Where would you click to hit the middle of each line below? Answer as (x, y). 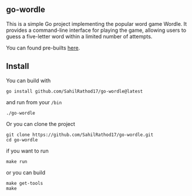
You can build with (28, 80)
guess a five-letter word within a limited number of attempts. (79, 36)
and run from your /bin (34, 102)
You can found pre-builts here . (43, 48)
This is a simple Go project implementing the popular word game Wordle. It (97, 24)
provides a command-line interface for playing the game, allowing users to (96, 30)
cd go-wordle (22, 140)
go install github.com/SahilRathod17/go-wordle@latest (75, 91)
